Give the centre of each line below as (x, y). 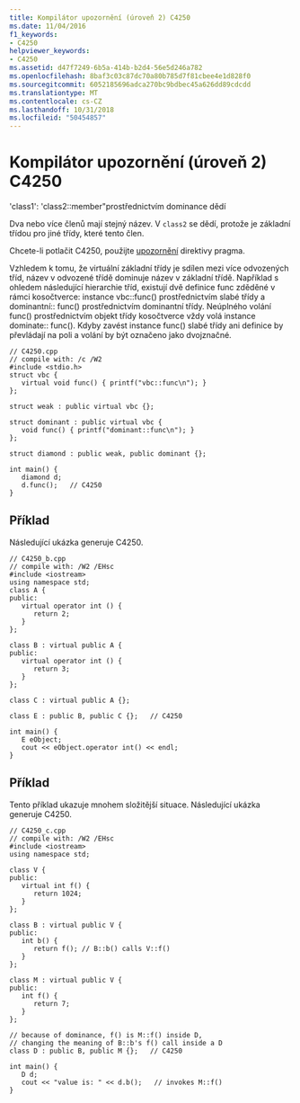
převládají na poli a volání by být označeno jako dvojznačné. (120, 335)
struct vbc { (34, 375)
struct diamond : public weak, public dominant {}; (108, 454)
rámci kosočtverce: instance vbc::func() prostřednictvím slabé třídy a (137, 297)
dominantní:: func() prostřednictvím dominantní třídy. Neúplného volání (141, 307)
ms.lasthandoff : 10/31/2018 (62, 110)
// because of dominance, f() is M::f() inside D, (106, 1035)
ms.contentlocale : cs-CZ (56, 101)
